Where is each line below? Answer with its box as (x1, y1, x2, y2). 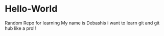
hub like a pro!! (5, 25, 36, 31)
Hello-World (5, 3, 58, 15)
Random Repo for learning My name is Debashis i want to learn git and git (5, 20, 160, 26)
